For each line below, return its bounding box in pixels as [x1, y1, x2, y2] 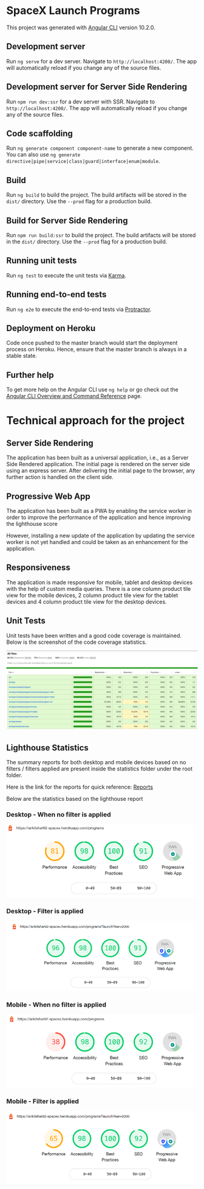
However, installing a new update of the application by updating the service [6, 532, 195, 539]
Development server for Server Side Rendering [6, 82, 188, 92]
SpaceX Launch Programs [6, 4, 140, 18]
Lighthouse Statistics [6, 742, 89, 753]
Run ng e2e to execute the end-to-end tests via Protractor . [6, 305, 152, 313]
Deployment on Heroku [6, 323, 96, 333]
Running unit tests [6, 256, 77, 266]
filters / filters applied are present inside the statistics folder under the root [6, 765, 193, 773]
